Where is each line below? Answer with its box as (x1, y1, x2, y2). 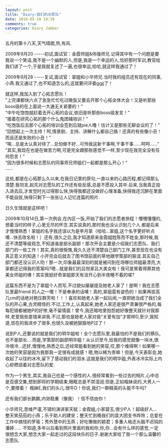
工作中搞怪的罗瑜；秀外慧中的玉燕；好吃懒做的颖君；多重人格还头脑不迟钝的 (5, 418, 163, 425)
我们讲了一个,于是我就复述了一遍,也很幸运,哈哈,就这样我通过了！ (5, 63, 137, 69)
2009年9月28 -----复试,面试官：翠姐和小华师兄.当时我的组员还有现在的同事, (5, 74, 162, 80)
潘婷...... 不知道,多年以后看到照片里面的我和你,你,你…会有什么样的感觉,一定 (5, 425, 159, 431)
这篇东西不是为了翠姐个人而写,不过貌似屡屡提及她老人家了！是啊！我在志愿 (5, 282, 160, 288)
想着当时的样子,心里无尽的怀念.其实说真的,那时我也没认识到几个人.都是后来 (5, 222, 159, 228)
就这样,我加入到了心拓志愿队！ (5, 91, 68, 97)
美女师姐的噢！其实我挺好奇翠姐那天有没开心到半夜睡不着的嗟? (5, 272, 135, 278)
